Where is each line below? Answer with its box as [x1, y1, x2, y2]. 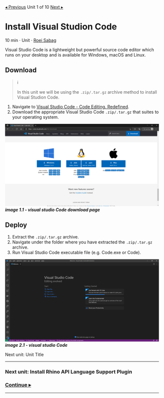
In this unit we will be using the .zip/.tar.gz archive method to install [17, 89, 157, 95]
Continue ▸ [5, 381, 31, 388]
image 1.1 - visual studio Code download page [5, 207, 100, 213]
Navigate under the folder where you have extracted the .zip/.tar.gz [12, 239, 153, 245]
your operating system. [12, 114, 59, 120]
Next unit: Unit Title [5, 351, 44, 358]
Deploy [5, 221, 27, 229]
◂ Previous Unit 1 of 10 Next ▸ [5, 4, 63, 10]
